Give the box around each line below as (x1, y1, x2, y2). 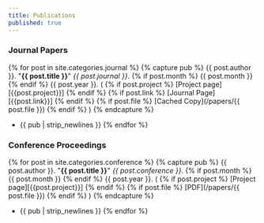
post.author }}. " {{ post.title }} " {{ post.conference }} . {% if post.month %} (8, 166, 252, 176)
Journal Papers (8, 45, 69, 56)
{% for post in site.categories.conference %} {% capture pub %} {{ (8, 158, 227, 167)
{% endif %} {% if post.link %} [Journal (66, 87, 195, 97)
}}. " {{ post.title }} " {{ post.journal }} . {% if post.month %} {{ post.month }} (8, 71, 253, 80)
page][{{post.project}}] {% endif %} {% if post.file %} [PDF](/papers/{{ (8, 183, 239, 192)
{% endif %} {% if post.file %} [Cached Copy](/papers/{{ (54, 96, 240, 106)
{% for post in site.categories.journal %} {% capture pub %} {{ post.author (8, 62, 251, 72)
